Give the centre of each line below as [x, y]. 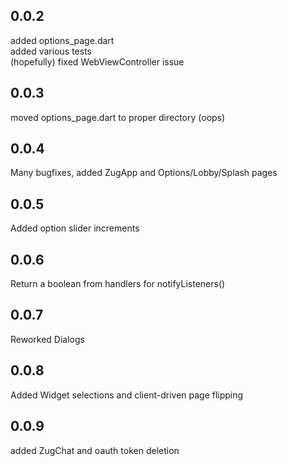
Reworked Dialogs [47, 339]
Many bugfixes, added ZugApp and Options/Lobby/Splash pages [144, 173]
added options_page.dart [62, 40]
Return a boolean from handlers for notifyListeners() [118, 284]
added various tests [51, 51]
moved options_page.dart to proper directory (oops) [118, 117]
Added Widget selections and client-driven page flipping [127, 395]
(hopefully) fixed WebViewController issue [97, 61]
